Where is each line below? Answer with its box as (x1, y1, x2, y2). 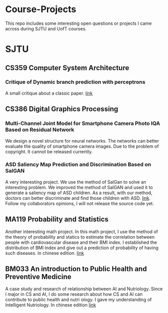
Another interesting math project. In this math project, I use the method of (5, 229, 158, 235)
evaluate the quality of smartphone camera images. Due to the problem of (5, 143, 159, 149)
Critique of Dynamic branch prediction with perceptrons (5, 78, 145, 85)
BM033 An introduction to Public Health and (5, 264, 147, 273)
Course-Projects (5, 4, 77, 15)
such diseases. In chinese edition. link (5, 250, 84, 256)
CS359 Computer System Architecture (5, 63, 130, 72)
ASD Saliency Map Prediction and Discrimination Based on (5, 161, 151, 168)
